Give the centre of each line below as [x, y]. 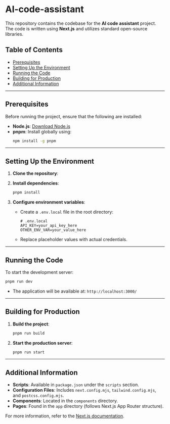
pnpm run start [29, 352]
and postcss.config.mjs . [38, 396]
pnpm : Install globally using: [42, 131]
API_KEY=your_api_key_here [49, 226]
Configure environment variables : [49, 202]
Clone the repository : [35, 173]
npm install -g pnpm [34, 141]
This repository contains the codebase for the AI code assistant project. [81, 23]
